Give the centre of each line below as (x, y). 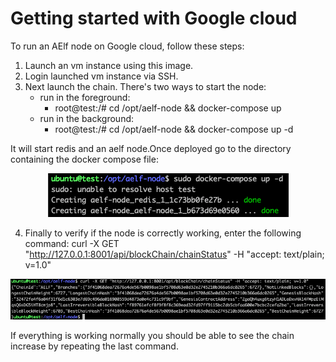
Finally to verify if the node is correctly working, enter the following (163, 233)
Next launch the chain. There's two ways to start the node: (145, 86)
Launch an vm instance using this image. (109, 65)
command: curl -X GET (72, 243)
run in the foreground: (85, 97)
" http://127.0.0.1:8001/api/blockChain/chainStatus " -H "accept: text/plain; (174, 254)
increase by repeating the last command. (94, 346)
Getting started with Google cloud (154, 18)
